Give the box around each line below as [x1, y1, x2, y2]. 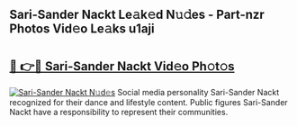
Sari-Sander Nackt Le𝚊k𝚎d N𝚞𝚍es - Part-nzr [9, 7, 265, 22]
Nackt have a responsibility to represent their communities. [9, 107, 229, 117]
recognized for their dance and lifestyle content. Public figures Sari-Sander [9, 97, 288, 107]
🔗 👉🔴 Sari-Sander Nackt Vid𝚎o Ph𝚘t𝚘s [9, 58, 235, 74]
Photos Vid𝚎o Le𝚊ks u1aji [9, 22, 155, 37]
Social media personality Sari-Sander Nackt [116, 87, 280, 97]
